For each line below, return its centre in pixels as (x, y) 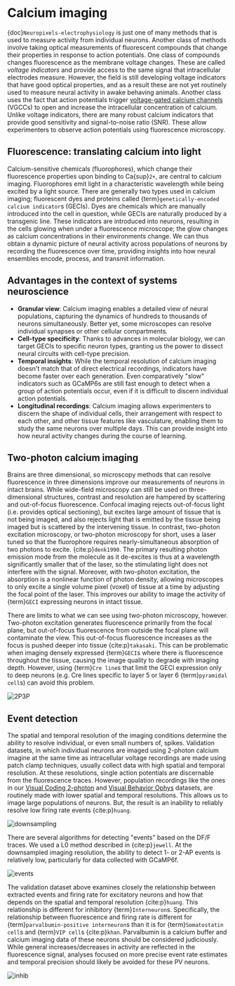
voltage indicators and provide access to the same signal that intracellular (114, 70)
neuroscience (38, 292)
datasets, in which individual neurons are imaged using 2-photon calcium (113, 750)
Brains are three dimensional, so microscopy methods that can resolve (109, 475)
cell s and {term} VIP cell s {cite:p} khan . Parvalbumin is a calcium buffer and (117, 932)
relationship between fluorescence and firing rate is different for (100, 917)
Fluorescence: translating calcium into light (104, 152)
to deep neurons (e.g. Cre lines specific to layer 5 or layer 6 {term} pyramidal (117, 675)
